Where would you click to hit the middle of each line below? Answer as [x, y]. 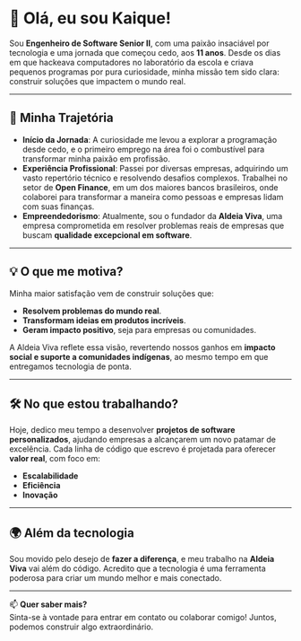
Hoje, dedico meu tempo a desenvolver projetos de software [122, 430]
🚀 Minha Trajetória [61, 118]
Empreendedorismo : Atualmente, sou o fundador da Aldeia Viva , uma [152, 215]
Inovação [40, 495]
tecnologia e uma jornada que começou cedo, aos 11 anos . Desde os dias [145, 52]
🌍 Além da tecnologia [72, 533]
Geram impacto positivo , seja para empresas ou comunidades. [139, 329]
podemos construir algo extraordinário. [82, 627]
